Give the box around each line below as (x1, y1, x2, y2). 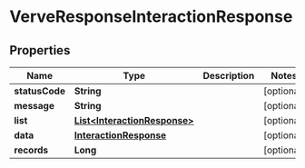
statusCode (14, 84, 66, 97)
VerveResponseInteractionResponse (9, 6, 293, 27)
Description (202, 70, 255, 82)
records (14, 143, 49, 156)
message (14, 100, 54, 112)
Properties (9, 43, 71, 58)
